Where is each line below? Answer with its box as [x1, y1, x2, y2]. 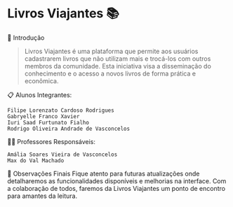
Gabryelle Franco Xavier [7, 113, 80, 120]
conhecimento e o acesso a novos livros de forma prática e [24, 69, 197, 78]
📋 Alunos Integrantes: [7, 90, 72, 99]
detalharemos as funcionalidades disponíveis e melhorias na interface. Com [7, 176, 227, 185]
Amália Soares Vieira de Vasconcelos [7, 151, 118, 158]
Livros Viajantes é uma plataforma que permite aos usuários [24, 47, 199, 55]
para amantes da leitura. [7, 192, 78, 200]
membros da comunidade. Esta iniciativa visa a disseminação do [24, 62, 212, 70]
